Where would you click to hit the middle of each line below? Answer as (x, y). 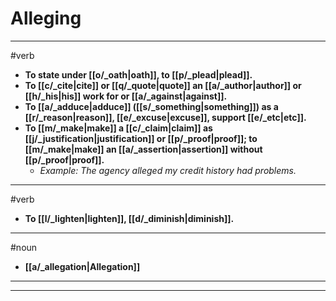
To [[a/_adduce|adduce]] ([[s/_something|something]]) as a (151, 106)
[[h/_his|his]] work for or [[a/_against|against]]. (126, 96)
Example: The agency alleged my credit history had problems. (168, 170)
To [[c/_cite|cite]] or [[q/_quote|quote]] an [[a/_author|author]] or (163, 85)
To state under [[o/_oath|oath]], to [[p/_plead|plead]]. (138, 74)
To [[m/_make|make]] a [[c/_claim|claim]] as (118, 128)
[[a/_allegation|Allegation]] (82, 266)
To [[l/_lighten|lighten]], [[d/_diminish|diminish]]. (129, 218)
